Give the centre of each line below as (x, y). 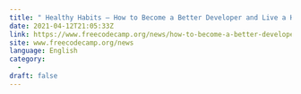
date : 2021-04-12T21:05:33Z (62, 26)
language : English (43, 51)
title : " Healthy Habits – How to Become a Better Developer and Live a (148, 17)
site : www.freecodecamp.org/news (72, 43)
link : (19, 34)
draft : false (34, 76)
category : (28, 59)
